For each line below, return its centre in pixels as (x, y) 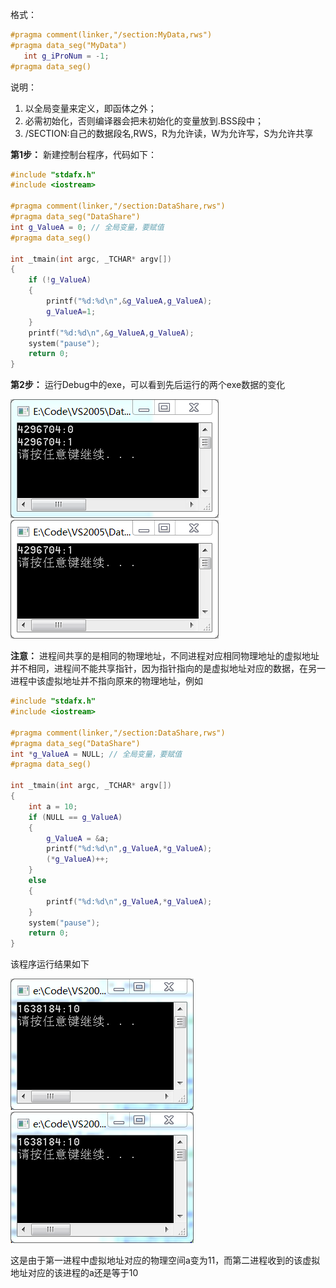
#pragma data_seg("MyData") (69, 45)
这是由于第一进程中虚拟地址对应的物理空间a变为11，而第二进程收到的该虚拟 (165, 1260)
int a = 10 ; (53, 806)
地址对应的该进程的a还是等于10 (74, 1273)
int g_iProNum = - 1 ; (66, 56)
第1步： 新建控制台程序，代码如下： (83, 154)
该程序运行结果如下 (50, 964)
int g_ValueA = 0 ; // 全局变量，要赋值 (87, 227)
